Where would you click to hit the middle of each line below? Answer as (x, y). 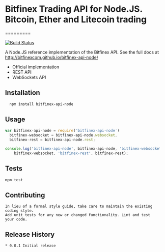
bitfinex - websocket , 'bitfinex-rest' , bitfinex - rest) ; (71, 153)
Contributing (25, 195)
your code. (16, 220)
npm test (14, 180)
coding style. (20, 211)
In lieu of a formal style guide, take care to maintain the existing (79, 207)
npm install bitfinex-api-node (41, 104)
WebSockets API (29, 77)
